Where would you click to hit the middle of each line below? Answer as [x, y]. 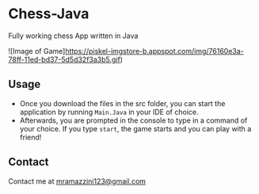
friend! [30, 137]
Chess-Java [49, 14]
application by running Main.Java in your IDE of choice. [109, 112]
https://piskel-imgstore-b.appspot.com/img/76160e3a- [154, 51]
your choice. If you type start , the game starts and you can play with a [135, 128]
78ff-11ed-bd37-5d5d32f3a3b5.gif [64, 59]
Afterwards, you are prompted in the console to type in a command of [133, 120]
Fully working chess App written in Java [73, 36]
